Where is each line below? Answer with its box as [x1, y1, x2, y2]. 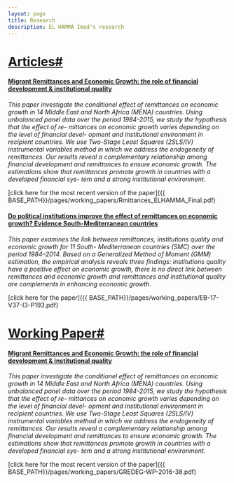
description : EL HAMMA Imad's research [8, 23, 125, 30]
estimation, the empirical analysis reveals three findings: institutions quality [8, 257, 226, 265]
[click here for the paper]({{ [8, 293, 88, 302]
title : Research [8, 17, 55, 24]
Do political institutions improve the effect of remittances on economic [8, 212, 218, 220]
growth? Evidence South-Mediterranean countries [8, 219, 158, 228]
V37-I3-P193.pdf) [8, 300, 59, 309]
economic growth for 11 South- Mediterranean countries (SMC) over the [8, 242, 216, 251]
